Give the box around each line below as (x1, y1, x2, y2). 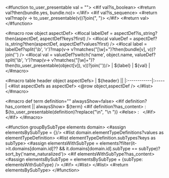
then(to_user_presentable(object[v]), (5, 63, 82, 68)
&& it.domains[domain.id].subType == (59, 146, 138, 151)
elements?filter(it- (99, 140, 137, 146)
